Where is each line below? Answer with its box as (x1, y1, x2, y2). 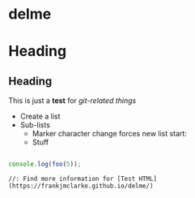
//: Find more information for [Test (8, 175, 136, 183)
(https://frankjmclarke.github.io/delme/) (8, 182, 154, 191)
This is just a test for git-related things (8, 96, 137, 105)
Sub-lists (19, 120, 51, 130)
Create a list (19, 111, 61, 122)
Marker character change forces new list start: (32, 129, 188, 139)
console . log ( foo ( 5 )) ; (8, 160, 82, 169)
